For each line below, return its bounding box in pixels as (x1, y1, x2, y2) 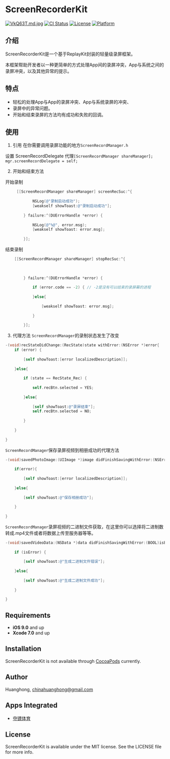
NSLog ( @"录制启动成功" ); (32, 199, 80, 204)
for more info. (5, 749, 34, 755)
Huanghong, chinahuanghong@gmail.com (5, 686, 94, 692)
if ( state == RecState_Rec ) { (23, 376, 87, 381)
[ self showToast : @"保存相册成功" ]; (23, 495, 94, 500)
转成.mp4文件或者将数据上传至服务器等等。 (5, 530, 96, 536)
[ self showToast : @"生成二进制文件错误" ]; (23, 559, 105, 564)
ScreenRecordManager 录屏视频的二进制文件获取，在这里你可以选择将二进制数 (5, 524, 164, 530)
